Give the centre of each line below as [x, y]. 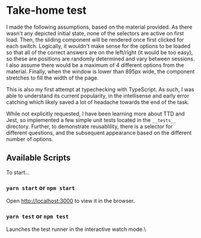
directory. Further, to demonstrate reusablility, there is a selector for [89, 126]
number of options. [30, 139]
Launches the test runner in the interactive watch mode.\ [76, 229]
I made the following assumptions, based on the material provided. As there [99, 27]
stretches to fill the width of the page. [52, 78]
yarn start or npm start [41, 188]
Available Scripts [38, 158]
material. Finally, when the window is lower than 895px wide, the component [100, 71]
